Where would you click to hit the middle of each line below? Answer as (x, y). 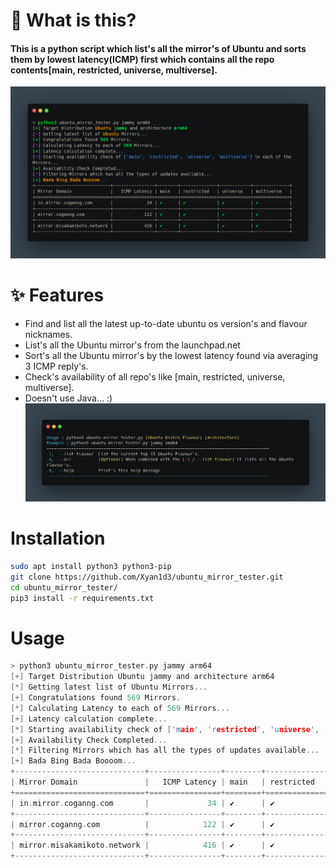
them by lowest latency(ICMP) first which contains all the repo (142, 59)
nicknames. (48, 334)
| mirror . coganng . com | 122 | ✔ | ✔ (142, 824)
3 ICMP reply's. (56, 366)
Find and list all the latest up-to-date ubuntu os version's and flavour (166, 323)
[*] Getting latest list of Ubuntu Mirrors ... (109, 687)
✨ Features (57, 295)
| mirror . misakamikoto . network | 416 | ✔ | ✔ (142, 845)
